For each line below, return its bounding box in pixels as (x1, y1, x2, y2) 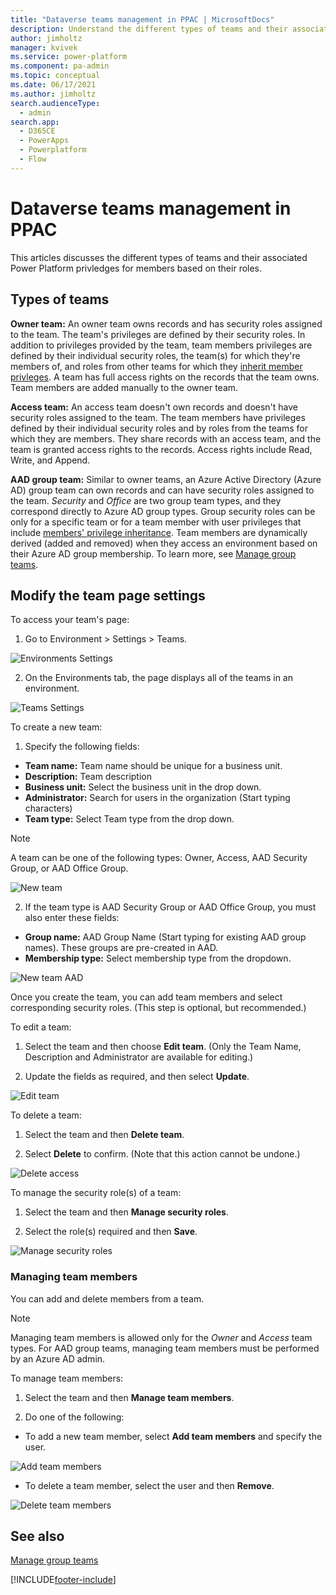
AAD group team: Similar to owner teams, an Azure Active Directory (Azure (10, 473, 322, 485)
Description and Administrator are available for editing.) (24, 1051, 254, 1063)
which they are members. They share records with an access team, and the (10, 432, 322, 445)
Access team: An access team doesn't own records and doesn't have (10, 401, 299, 413)
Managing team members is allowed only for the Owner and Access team (10, 1331, 313, 1343)
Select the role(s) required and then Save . (24, 1226, 198, 1238)
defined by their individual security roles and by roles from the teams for (10, 422, 308, 434)
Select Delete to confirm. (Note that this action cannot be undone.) (24, 1148, 301, 1160)
